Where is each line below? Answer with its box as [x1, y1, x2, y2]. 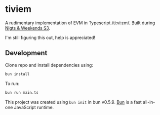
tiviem [5, 3, 32, 15]
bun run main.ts [5, 90, 39, 95]
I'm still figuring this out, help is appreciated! [5, 35, 95, 40]
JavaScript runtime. [14, 104, 54, 110]
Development [5, 49, 48, 57]
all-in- [143, 99, 156, 105]
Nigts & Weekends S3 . [5, 25, 50, 31]
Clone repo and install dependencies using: [5, 62, 93, 68]
